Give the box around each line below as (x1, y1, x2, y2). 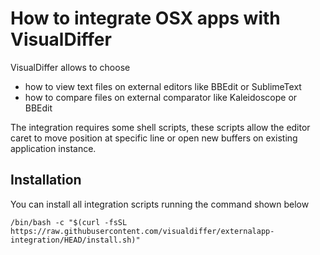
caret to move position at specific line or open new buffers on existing (10, 132, 298, 144)
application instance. (10, 142, 97, 154)
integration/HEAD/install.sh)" (10, 235, 141, 245)
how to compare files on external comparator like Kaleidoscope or (24, 91, 298, 103)
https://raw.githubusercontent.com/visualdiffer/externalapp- (10, 226, 275, 236)
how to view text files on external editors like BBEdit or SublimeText (24, 80, 302, 92)
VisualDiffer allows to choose (10, 61, 131, 73)
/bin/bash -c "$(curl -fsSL (10, 217, 128, 227)
